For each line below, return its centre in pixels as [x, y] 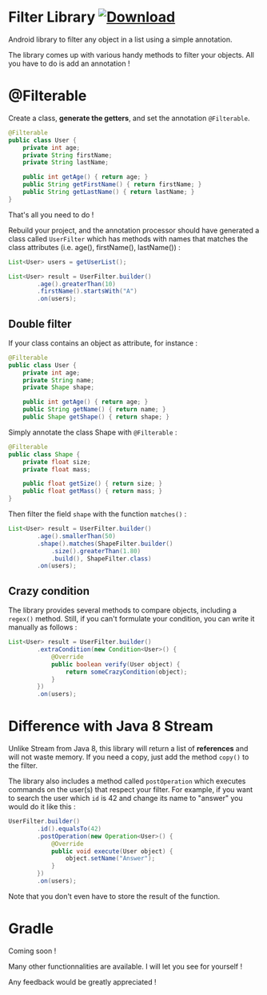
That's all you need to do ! [51, 214]
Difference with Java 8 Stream [111, 726]
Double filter [40, 324]
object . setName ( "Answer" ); [110, 859]
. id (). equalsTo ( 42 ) [70, 829]
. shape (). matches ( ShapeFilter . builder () [105, 544]
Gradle [31, 929]
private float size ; [57, 462]
